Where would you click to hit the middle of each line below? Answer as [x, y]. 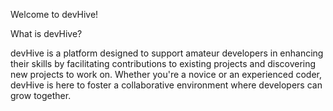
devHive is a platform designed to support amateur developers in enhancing [167, 53]
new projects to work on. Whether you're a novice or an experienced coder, [166, 74]
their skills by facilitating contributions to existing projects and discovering [163, 63]
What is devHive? [46, 33]
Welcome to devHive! [54, 14]
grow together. [41, 95]
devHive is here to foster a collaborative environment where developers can [166, 85]
